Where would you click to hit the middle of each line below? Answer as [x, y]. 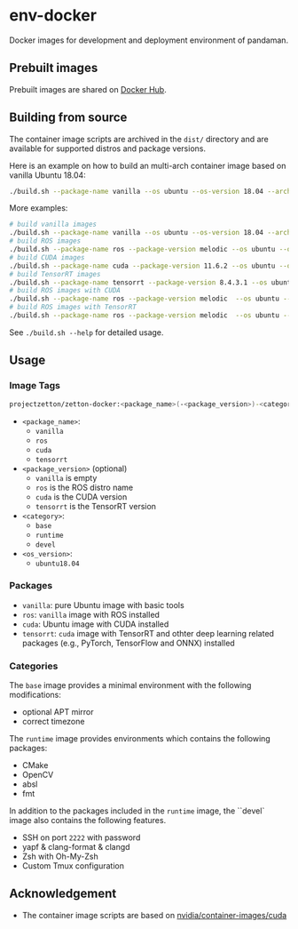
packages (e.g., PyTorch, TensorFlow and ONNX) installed [128, 643]
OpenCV [38, 775]
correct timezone [53, 722]
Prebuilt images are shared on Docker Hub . [88, 89]
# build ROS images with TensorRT [73, 308]
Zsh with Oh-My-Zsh [60, 857]
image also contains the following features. [88, 821]
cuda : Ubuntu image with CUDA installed [95, 624]
